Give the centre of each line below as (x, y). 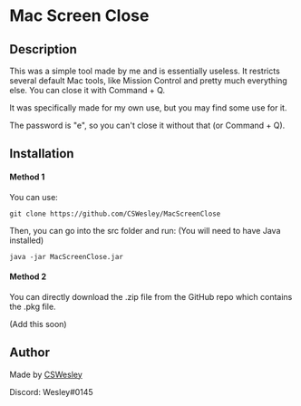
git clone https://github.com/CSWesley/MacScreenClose (115, 214)
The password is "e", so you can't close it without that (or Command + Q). (147, 125)
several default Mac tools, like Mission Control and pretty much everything (148, 81)
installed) (27, 240)
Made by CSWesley (46, 374)
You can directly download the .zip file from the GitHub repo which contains (151, 296)
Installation (42, 154)
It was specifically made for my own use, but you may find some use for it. (148, 108)
